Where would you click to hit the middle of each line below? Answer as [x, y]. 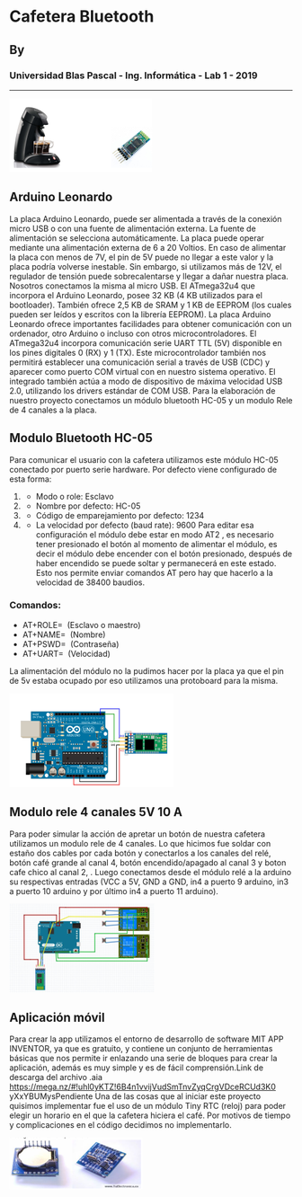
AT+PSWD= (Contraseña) [71, 643]
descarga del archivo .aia [56, 1077]
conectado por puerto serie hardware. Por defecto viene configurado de [143, 469]
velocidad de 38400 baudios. [90, 582]
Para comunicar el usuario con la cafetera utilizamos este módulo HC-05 [144, 459]
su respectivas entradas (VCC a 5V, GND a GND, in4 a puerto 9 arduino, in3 [149, 882]
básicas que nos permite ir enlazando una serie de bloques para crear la [143, 1059]
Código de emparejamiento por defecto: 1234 [120, 515]
